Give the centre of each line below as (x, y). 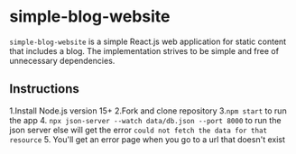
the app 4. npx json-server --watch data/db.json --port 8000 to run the (145, 120)
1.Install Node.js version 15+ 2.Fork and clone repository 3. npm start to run (148, 111)
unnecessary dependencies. (62, 60)
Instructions (44, 89)
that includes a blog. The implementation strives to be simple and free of (144, 50)
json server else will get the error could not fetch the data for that (139, 130)
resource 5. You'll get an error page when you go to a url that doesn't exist (148, 139)
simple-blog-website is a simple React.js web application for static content (148, 41)
